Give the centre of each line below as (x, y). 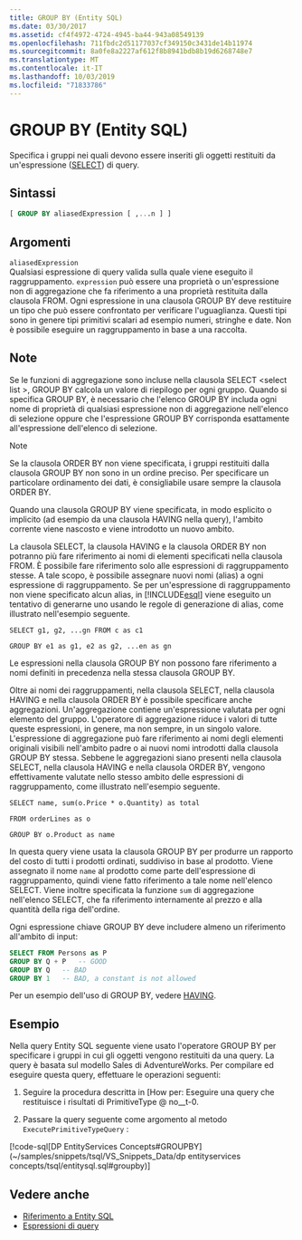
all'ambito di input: (44, 936)
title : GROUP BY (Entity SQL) (66, 18)
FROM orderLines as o (50, 819)
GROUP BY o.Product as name (62, 834)
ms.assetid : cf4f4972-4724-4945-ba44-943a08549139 (107, 34)
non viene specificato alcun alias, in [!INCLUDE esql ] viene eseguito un (140, 594)
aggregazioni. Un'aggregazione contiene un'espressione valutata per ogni (148, 709)
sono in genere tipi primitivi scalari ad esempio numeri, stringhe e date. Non (151, 320)
